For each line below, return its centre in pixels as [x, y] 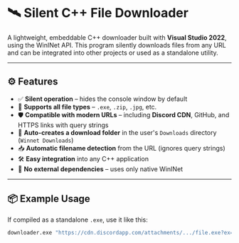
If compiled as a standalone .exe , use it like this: [78, 220]
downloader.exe [30, 232]
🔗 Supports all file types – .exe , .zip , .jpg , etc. [87, 107]
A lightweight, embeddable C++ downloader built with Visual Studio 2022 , [117, 37]
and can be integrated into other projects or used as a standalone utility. [113, 53]
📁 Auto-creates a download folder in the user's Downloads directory [117, 132]
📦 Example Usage [49, 199]
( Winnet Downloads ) [46, 140]
